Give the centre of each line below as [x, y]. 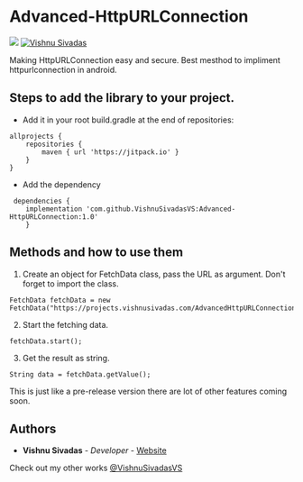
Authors [33, 428]
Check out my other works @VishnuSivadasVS [96, 468]
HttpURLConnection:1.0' [54, 217]
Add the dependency [61, 184]
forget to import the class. [70, 283]
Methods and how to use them [96, 253]
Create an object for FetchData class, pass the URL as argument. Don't [154, 274]
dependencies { [41, 201]
